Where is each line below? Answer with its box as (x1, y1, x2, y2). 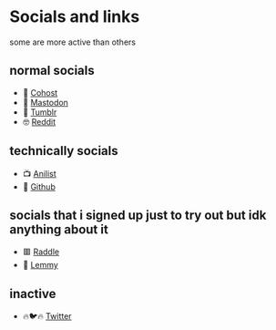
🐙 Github (22, 180, 56, 192)
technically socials (9, 143, 118, 159)
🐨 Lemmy (22, 260, 59, 271)
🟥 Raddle (22, 246, 60, 257)
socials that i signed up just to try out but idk (9, 207, 267, 222)
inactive (9, 285, 56, 302)
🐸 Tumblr (22, 107, 57, 118)
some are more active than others (9, 36, 137, 47)
